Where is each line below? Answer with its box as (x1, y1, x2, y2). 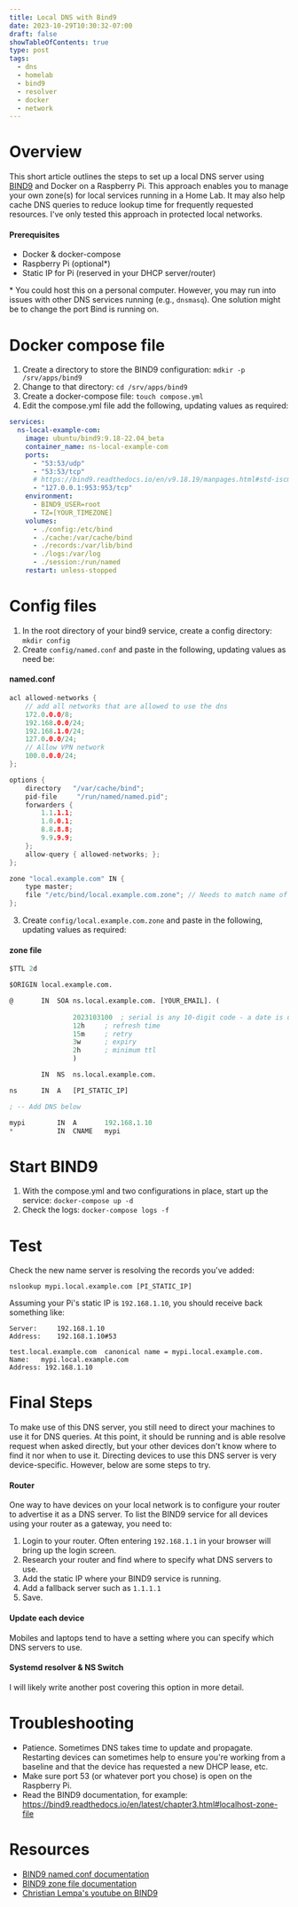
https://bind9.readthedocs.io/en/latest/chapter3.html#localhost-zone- (21, 1799, 278, 1809)
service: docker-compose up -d (21, 1195, 134, 1206)
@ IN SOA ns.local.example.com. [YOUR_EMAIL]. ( (9, 997, 220, 1005)
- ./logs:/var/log (32, 549, 101, 559)
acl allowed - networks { (9, 694, 98, 703)
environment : (25, 492, 74, 501)
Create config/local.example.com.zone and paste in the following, (21, 915, 263, 926)
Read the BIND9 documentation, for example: (21, 1789, 188, 1800)
